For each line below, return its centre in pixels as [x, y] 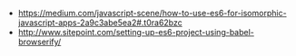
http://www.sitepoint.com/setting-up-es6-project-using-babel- [136, 32]
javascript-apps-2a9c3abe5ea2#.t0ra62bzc [100, 23]
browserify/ [39, 42]
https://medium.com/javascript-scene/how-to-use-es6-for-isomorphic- [153, 13]
